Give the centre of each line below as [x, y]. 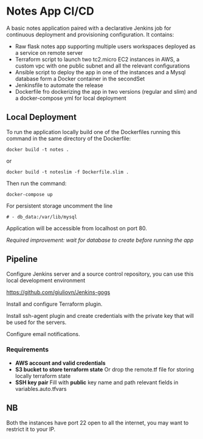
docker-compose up [29, 194]
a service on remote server [49, 52]
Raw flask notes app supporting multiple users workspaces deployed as [105, 46]
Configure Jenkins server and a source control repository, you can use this [100, 274]
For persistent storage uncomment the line [60, 206]
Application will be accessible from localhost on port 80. [77, 228]
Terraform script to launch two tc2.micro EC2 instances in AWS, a [97, 59]
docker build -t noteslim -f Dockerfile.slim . [68, 172]
